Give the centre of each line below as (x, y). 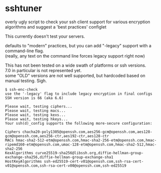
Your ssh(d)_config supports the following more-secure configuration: (79, 123)
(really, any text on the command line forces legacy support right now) (75, 56)
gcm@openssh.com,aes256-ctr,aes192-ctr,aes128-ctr (57, 136)
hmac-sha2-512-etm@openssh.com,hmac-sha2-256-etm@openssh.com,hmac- (86, 140)
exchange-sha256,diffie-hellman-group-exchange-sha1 (59, 157)
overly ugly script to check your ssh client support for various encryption (78, 22)
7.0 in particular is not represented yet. (44, 70)
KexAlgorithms (19, 153)
